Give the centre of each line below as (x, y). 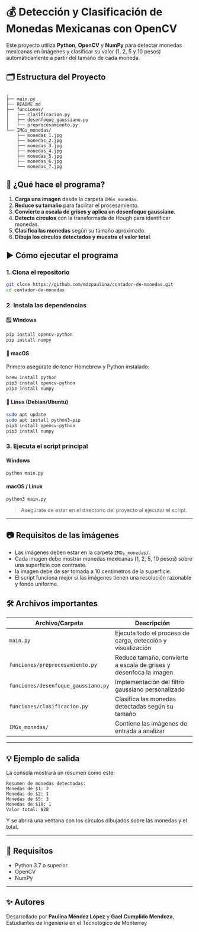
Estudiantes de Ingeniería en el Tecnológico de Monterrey (77, 923)
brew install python (32, 378)
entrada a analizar (140, 731)
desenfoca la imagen (144, 673)
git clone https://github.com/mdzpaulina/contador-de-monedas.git (90, 285)
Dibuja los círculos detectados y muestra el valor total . (83, 237)
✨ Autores (25, 902)
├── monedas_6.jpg (39, 161)
